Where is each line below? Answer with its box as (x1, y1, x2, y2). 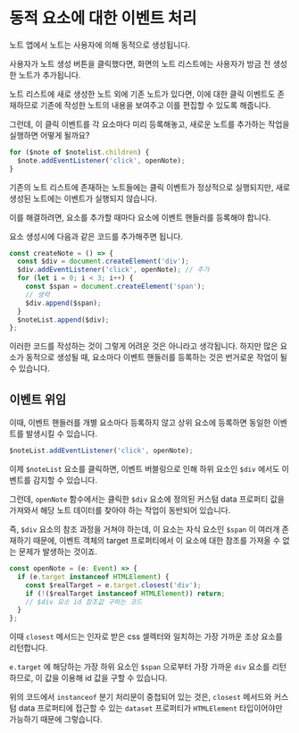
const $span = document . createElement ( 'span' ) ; (25, 282, 205, 291)
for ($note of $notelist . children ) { (9, 147, 150, 156)
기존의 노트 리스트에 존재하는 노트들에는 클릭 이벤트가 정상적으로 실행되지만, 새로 (9, 181, 291, 192)
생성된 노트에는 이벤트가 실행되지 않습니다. (9, 193, 158, 204)
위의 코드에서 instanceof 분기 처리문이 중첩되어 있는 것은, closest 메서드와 (9, 692, 272, 703)
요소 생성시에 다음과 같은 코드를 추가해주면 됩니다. (9, 231, 184, 241)
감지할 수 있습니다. (32, 475, 98, 485)
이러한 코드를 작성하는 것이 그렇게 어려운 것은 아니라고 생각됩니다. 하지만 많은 (9, 341, 278, 351)
